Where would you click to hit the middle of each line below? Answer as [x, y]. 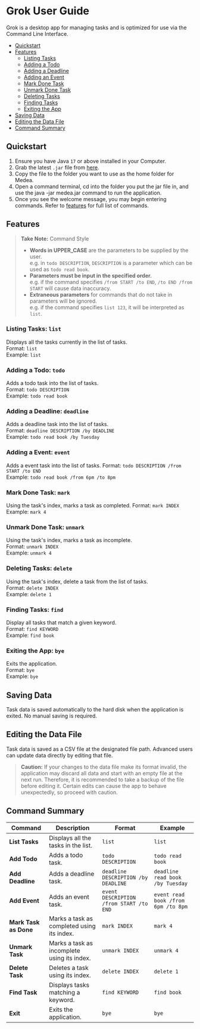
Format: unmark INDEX [32, 547]
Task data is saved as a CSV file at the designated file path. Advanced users [100, 749]
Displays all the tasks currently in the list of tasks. [67, 342]
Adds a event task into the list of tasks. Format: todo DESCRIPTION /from [94, 465]
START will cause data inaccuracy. [70, 288]
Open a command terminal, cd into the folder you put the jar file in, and [101, 186]
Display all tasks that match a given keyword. [61, 623]
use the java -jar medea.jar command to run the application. [88, 193]
